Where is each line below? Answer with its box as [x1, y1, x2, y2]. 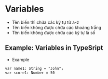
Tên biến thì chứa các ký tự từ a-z [12, 19, 80, 25]
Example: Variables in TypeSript [5, 44, 103, 52]
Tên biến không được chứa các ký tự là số [12, 30, 95, 35]
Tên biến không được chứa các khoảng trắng [12, 24, 102, 30]
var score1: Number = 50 [5, 70, 55, 75]
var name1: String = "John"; [5, 66, 64, 71]
